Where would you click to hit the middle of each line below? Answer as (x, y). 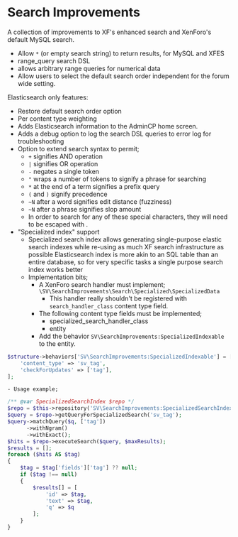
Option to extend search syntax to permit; (78, 148)
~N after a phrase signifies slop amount (85, 209)
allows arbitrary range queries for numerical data (89, 68)
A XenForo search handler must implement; (102, 284)
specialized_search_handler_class (99, 321)
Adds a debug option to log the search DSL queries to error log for (114, 134)
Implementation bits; (58, 277)
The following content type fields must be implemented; (120, 313)
